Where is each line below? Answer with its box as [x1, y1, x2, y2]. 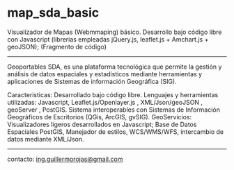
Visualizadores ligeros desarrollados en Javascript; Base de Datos [7, 120, 197, 128]
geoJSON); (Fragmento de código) [7, 42, 107, 51]
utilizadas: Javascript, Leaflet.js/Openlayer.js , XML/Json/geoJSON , [7, 98, 203, 106]
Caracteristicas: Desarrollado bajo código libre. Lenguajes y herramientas [7, 90, 219, 99]
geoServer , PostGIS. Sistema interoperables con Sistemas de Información [7, 105, 221, 114]
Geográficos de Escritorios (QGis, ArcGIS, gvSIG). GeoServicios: [7, 112, 192, 121]
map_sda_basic [7, 5, 100, 21]
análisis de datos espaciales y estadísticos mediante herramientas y [7, 69, 203, 78]
